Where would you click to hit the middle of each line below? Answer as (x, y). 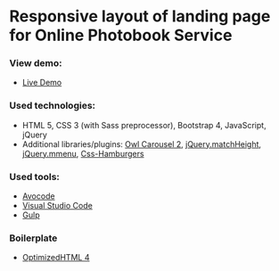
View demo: (36, 63)
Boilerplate (33, 238)
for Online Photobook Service (121, 35)
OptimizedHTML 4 (56, 258)
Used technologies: (53, 106)
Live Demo (42, 83)
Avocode (38, 196)
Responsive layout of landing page (140, 16)
